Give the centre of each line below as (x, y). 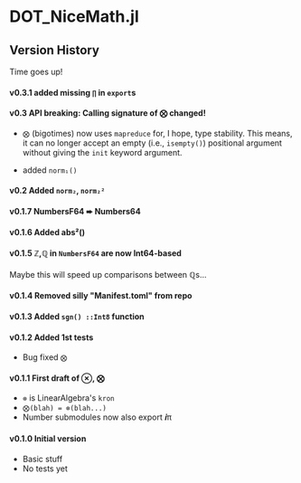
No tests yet (45, 469)
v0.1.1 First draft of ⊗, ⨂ (57, 378)
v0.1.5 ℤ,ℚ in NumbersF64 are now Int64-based (96, 253)
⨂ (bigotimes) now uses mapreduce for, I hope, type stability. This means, (157, 133)
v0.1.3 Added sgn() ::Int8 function (77, 316)
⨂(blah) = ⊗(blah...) (64, 409)
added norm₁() (50, 170)
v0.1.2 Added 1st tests (52, 337)
